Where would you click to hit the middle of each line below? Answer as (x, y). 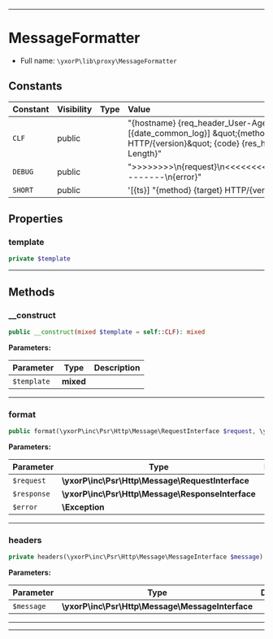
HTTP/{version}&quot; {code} (184, 143)
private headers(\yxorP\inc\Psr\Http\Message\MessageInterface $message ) (136, 557)
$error (25, 507)
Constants (35, 86)
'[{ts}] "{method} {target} (175, 190)
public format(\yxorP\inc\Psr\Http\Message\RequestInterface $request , (132, 431)
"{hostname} (152, 123)
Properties (36, 219)
